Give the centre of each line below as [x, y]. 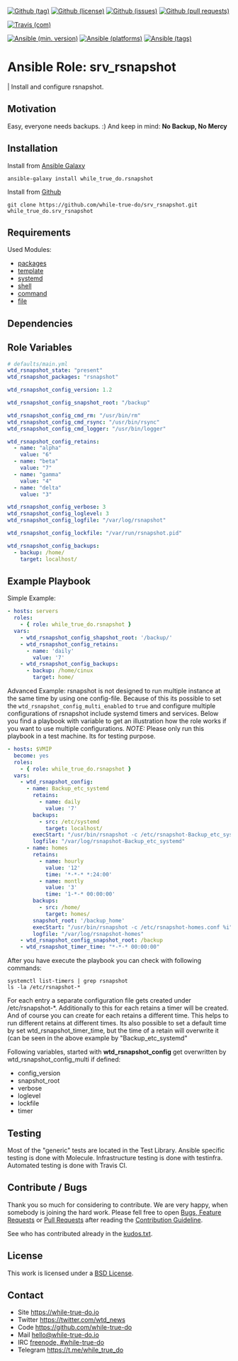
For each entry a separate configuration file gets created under [99, 1001]
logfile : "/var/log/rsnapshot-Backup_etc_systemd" [109, 842]
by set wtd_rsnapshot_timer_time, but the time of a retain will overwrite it [113, 1031]
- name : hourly [61, 861]
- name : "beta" [36, 461]
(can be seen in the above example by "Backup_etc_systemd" [97, 1038]
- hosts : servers [33, 611]
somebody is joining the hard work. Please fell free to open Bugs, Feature [114, 1212]
